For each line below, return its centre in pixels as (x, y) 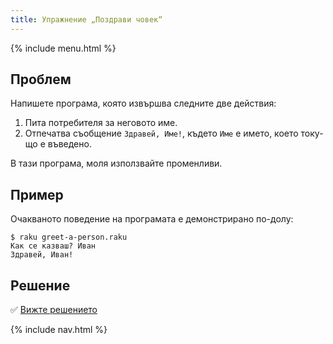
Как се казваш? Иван (53, 246)
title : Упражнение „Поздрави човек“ (86, 19)
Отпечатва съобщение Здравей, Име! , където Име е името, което (161, 133)
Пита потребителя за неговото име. (101, 123)
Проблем (41, 79)
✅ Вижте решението (54, 310)
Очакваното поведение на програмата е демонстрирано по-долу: (152, 219)
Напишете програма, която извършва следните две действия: (143, 103)
